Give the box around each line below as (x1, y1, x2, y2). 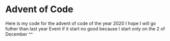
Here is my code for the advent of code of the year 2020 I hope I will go (5, 20, 156, 26)
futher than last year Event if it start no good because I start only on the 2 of (5, 25, 165, 31)
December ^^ (5, 31, 33, 37)
